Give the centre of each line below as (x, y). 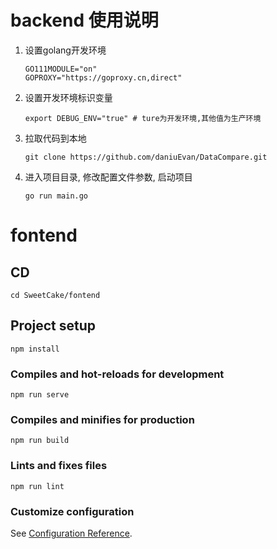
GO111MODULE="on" (61, 69)
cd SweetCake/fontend (55, 295)
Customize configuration (72, 511)
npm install (35, 349)
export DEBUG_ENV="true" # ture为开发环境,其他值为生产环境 (143, 118)
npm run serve (40, 395)
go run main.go (56, 196)
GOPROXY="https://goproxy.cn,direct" (103, 77)
